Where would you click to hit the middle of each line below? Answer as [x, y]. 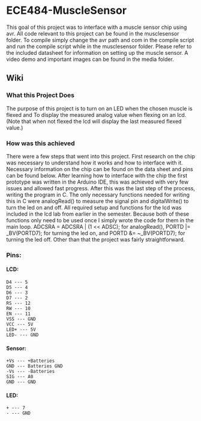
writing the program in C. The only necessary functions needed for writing [98, 195]
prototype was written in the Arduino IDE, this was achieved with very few [97, 182]
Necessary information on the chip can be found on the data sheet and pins [100, 169]
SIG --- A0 [20, 377]
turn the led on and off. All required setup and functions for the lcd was [94, 207]
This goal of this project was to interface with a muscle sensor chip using [97, 27]
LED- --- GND [22, 335]
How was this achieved [40, 143]
